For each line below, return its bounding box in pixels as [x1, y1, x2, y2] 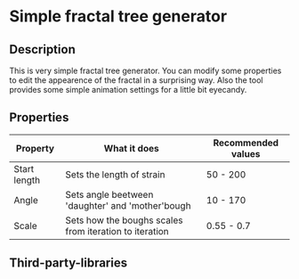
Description [9, 42, 76, 57]
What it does [103, 142, 159, 154]
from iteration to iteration [65, 225, 169, 237]
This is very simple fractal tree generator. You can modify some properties [9, 65, 282, 76]
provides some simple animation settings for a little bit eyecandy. [9, 85, 247, 94]
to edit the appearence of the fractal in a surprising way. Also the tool [9, 75, 263, 86]
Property [16, 142, 55, 154]
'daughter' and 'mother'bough [65, 199, 191, 211]
